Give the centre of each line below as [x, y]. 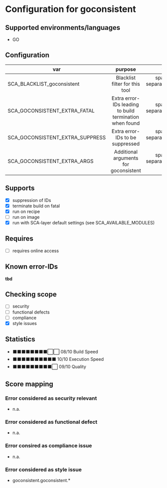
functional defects [31, 312]
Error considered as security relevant [51, 398]
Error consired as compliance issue [49, 446]
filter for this [126, 84]
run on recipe [26, 211]
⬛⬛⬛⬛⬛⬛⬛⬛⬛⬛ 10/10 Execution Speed [58, 359]
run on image [26, 217]
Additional [126, 152]
